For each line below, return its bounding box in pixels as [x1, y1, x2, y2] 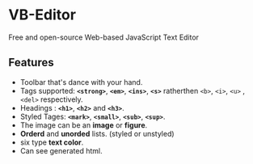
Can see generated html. [19, 145, 103, 155]
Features [8, 56, 54, 69]
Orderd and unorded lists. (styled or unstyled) [19, 128, 175, 138]
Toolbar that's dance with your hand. [19, 77, 143, 86]
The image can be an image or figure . [19, 120, 148, 130]
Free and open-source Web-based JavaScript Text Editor [8, 32, 200, 42]
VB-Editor [8, 6, 77, 24]
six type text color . [19, 137, 84, 147]
